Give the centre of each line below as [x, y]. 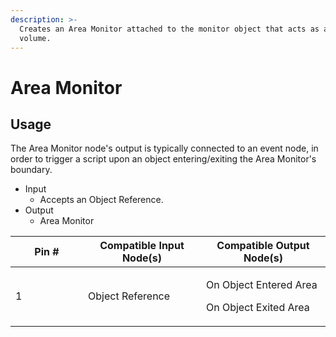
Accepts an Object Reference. [101, 200]
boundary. [31, 170]
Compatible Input [142, 246]
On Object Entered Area [261, 285]
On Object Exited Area [257, 308]
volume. [35, 38]
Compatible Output [263, 246]
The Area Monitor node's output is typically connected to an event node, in [164, 148]
